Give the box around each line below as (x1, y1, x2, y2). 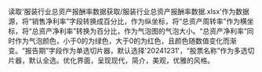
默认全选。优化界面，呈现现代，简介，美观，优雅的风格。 (28, 56, 214, 65)
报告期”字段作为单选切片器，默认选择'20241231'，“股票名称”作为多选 (24, 46, 249, 55)
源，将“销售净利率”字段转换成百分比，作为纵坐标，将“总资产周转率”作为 (8, 16, 241, 26)
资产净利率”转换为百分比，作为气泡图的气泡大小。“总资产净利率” (38, 27, 247, 35)
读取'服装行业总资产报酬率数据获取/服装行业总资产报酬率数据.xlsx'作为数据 (8, 7, 249, 16)
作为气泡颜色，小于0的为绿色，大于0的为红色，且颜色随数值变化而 (14, 36, 230, 45)
